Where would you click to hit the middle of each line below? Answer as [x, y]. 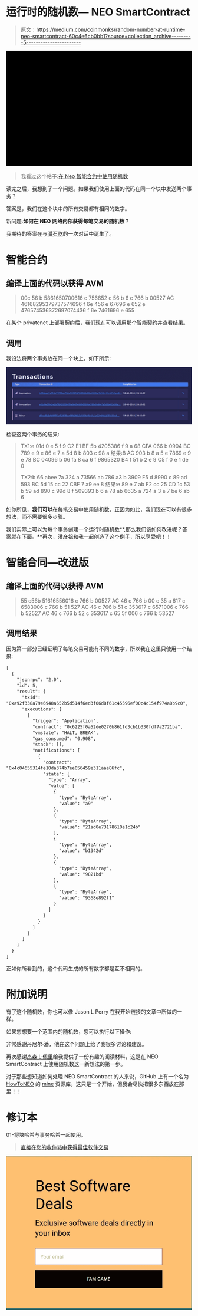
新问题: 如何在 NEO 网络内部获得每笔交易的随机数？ [68, 221]
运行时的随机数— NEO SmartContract [98, 12]
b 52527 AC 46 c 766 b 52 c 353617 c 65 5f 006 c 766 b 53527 [98, 613]
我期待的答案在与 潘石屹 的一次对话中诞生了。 [60, 234]
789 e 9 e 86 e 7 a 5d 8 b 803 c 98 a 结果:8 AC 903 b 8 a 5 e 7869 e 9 [106, 453]
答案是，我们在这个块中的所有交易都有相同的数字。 [68, 209]
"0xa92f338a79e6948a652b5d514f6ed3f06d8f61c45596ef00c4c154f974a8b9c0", [97, 703]
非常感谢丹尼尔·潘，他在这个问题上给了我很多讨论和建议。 [77, 1044]
